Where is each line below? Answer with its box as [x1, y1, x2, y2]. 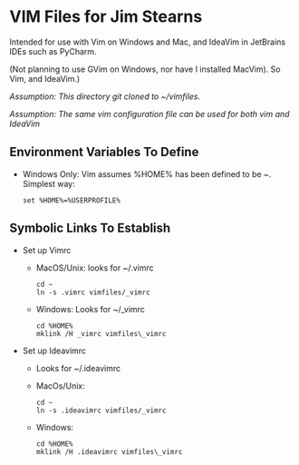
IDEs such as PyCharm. [9, 45, 97, 56]
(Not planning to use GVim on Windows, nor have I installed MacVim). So [9, 64, 281, 74]
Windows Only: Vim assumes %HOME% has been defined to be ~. [22, 168, 272, 179]
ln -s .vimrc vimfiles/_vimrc [35, 288, 151, 297]
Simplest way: [22, 178, 75, 189]
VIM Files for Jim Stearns [9, 6, 203, 27]
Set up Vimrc [22, 244, 72, 255]
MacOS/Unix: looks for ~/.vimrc [35, 262, 154, 273]
